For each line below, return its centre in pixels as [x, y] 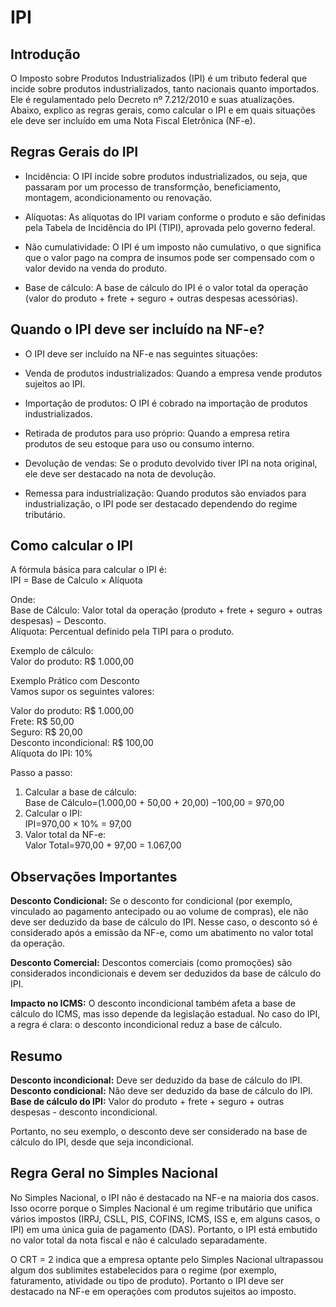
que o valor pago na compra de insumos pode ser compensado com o [169, 257]
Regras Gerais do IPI [74, 152]
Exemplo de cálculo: [52, 651]
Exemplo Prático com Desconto [75, 681]
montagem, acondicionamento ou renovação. [118, 197]
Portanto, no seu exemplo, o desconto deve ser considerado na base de [159, 1132]
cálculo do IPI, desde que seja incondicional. [102, 1142]
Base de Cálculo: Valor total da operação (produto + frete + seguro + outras [166, 610]
